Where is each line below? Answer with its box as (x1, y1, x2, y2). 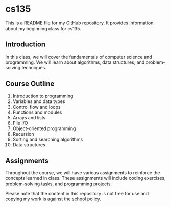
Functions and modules (12, 109, 62, 115)
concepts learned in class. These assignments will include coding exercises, (5, 175, 166, 182)
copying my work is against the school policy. (5, 196, 101, 202)
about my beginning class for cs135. (5, 25, 81, 31)
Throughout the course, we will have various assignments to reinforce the (5, 170, 160, 176)
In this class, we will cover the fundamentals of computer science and (5, 54, 152, 60)
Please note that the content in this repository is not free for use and (5, 191, 149, 197)
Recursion (12, 131, 34, 137)
